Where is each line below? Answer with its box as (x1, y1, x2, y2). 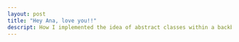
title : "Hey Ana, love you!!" (7, 17, 97, 24)
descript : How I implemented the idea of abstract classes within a (7, 23, 215, 31)
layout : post (7, 10, 46, 18)
